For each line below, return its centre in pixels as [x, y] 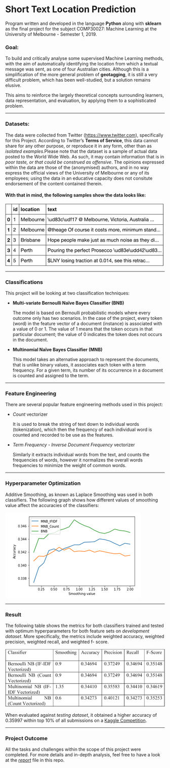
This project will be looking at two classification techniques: [68, 293]
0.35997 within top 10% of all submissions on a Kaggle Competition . [76, 721]
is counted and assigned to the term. [51, 376]
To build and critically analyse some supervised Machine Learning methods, [84, 58]
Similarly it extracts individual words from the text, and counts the [81, 455]
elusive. [13, 85]
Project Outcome [27, 739]
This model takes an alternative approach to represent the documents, [86, 359]
